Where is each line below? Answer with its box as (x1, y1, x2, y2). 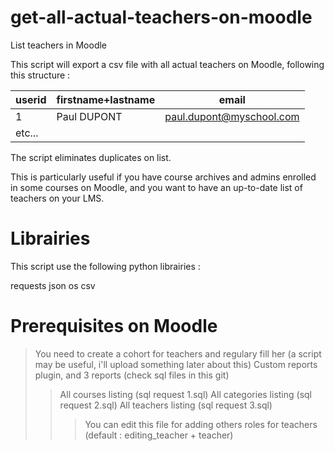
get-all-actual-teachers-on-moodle (10, 6, 313, 29)
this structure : (10, 69, 71, 81)
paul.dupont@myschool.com (164, 109, 300, 123)
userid (15, 92, 47, 106)
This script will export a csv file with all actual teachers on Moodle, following (10, 58, 325, 70)
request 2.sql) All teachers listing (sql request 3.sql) (59, 399, 273, 411)
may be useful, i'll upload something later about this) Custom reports (34, 358, 318, 370)
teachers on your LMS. (10, 192, 105, 204)
